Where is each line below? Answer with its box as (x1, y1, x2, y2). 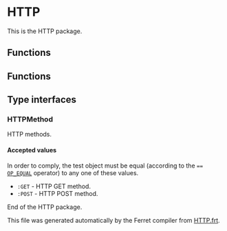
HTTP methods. (7, 130, 52, 139)
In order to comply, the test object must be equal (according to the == (7, 161, 204, 170)
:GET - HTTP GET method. (17, 182, 91, 190)
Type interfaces (7, 94, 77, 106)
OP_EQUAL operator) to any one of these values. (7, 168, 139, 177)
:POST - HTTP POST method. (17, 189, 98, 197)
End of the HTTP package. (7, 203, 83, 211)
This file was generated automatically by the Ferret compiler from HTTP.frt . (7, 216, 220, 224)
